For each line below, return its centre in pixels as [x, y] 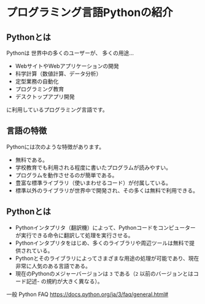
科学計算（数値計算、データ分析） [58, 74]
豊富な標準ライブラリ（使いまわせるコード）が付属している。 [93, 183]
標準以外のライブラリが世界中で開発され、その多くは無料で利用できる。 [106, 190]
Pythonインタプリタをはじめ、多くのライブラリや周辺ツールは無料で [102, 243]
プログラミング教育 [40, 89]
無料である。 [31, 159]
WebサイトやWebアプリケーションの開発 [67, 66]
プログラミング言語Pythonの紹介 [90, 13]
